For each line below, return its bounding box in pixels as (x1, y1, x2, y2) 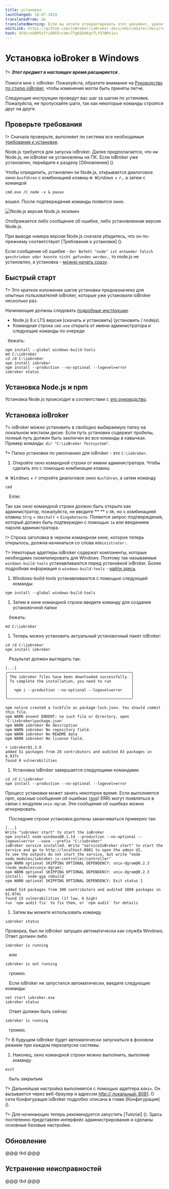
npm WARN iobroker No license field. (5, 736, 84, 741)
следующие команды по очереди (12, 328, 85, 334)
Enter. (9, 494, 21, 500)
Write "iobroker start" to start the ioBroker (5, 830, 105, 835)
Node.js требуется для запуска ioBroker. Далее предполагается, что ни (5, 149, 158, 155)
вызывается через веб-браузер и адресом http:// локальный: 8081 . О (5, 1091, 154, 1097)
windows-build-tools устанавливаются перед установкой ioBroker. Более (5, 560, 161, 567)
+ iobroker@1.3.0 (5, 745, 42, 750)
